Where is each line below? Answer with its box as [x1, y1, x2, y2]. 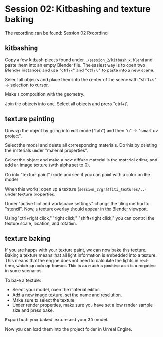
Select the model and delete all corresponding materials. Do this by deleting [5, 142, 157, 148]
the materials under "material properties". [5, 147, 88, 153]
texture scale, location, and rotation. [5, 220, 77, 226]
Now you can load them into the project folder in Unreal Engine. [5, 326, 132, 332]
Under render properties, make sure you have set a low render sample [12, 302, 153, 308]
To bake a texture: [5, 277, 41, 283]
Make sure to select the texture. [12, 297, 76, 303]
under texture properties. [5, 191, 55, 197]
